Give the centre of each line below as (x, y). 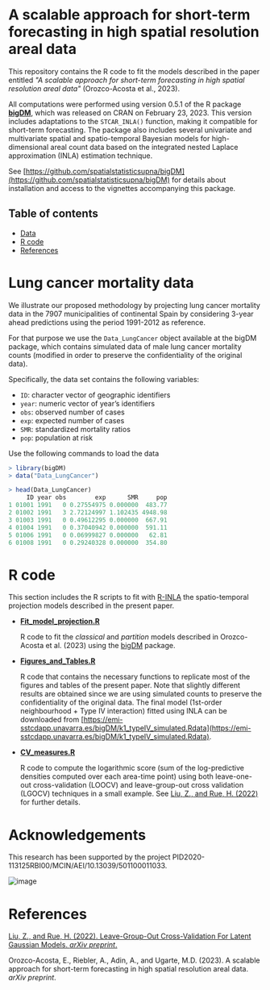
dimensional (29, 147)
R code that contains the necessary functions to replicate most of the (135, 677)
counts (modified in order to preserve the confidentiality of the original (125, 355)
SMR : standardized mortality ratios (75, 429)
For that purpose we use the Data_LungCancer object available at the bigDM (133, 338)
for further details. (50, 802)
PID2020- (189, 857)
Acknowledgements (77, 835)
